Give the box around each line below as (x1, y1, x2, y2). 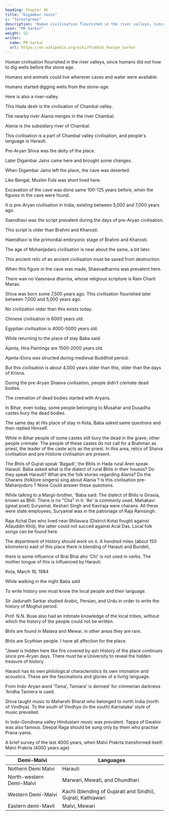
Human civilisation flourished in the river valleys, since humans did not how (5, 59, 161, 65)
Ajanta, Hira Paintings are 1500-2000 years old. (5, 345, 104, 351)
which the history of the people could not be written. (5, 618, 114, 624)
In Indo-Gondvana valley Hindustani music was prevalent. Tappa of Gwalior (5, 719, 161, 725)
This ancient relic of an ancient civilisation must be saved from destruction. (5, 256, 161, 262)
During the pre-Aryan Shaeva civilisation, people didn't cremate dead (5, 379, 149, 386)
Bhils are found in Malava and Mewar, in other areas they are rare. (5, 628, 142, 634)
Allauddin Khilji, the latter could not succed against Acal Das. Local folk (5, 523, 152, 529)
